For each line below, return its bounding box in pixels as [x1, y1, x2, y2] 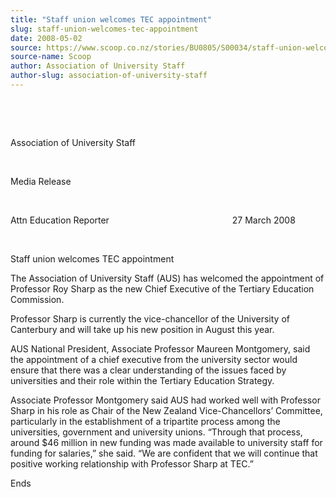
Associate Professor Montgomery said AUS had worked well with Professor [10, 394, 321, 406]
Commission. [10, 293, 65, 305]
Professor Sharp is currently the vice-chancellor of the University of [10, 312, 290, 325]
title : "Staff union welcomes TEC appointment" [10, 14, 213, 25]
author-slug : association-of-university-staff [10, 71, 208, 81]
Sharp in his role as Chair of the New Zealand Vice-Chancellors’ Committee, [10, 404, 323, 416]
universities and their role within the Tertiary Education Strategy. [10, 374, 275, 386]
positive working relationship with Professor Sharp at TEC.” [10, 457, 254, 470]
